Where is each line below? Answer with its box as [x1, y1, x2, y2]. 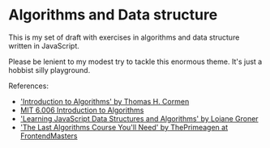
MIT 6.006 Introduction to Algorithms [19, 105, 144, 115]
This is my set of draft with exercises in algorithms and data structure [8, 32, 240, 42]
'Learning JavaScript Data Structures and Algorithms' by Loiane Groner [19, 113, 259, 123]
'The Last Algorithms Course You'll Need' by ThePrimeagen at [19, 122, 229, 132]
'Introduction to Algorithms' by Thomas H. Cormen [19, 96, 190, 106]
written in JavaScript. [8, 40, 79, 50]
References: [8, 81, 49, 91]
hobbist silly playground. [8, 65, 91, 74]
